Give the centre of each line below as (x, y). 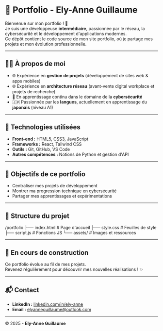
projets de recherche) (34, 91)
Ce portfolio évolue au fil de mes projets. (46, 264)
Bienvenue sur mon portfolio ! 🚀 (37, 23)
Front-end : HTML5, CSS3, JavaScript (50, 139)
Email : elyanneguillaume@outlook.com (51, 309)
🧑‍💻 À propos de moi (35, 64)
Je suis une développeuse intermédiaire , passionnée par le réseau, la (75, 28)
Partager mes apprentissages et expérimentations (62, 196)
